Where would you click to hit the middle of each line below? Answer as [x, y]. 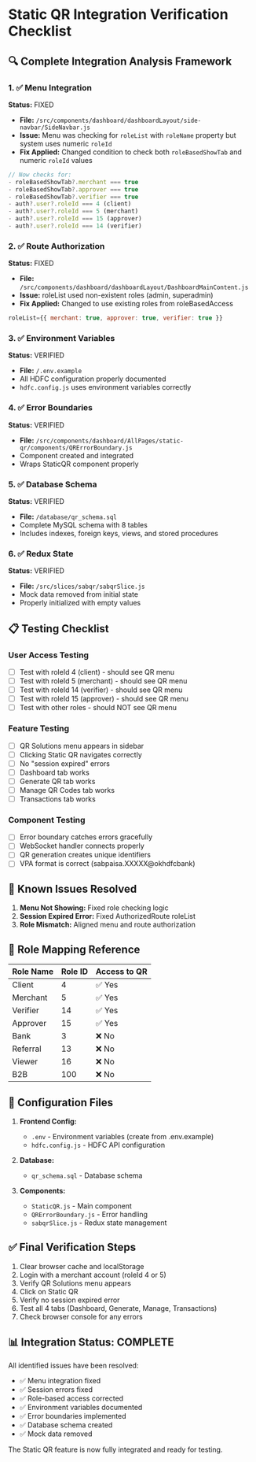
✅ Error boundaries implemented [73, 1416]
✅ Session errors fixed [56, 1389]
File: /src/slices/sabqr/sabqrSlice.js [82, 586]
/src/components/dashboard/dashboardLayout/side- [119, 120]
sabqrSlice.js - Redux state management [99, 1223]
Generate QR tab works [57, 781]
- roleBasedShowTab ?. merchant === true [73, 182]
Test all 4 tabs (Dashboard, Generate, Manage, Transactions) [118, 1308]
